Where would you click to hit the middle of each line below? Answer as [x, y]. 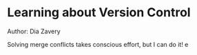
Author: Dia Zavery [34, 31]
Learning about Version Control [99, 13]
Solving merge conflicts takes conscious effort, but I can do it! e [98, 44]
